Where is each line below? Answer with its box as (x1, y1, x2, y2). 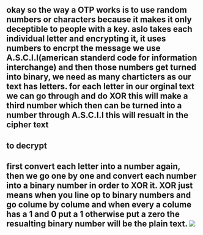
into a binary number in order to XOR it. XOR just (6, 181, 193, 191)
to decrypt (6, 140, 47, 151)
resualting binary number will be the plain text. (6, 218, 188, 229)
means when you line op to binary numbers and (6, 190, 191, 201)
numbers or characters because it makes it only (6, 15, 192, 25)
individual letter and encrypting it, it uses (6, 34, 166, 44)
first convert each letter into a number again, (6, 162, 180, 172)
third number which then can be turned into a (6, 100, 182, 111)
